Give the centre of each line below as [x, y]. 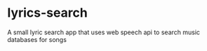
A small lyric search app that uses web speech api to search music [104, 32]
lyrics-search [47, 13]
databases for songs [37, 39]
